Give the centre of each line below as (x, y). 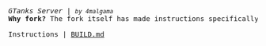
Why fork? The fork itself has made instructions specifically (133, 19)
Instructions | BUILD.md (56, 34)
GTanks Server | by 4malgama (61, 11)
